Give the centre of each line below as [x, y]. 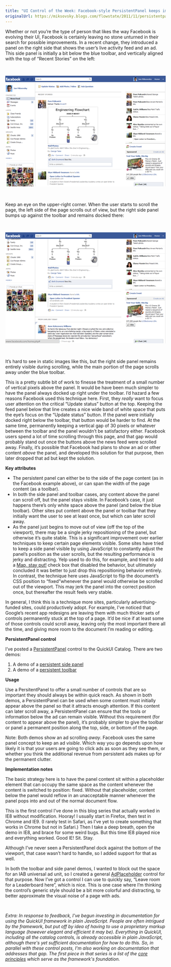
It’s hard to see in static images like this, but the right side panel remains [81, 361]
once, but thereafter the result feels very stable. [63, 592]
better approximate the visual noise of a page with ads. [63, 895]
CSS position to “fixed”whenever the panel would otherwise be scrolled [88, 581]
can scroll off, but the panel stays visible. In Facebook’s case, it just [83, 500]
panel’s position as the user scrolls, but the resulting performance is [84, 554]
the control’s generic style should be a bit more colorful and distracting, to [83, 890]
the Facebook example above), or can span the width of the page [81, 483]
